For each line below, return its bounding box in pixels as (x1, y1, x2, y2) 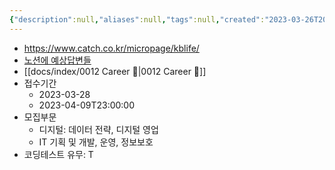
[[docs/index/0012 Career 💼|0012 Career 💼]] (23, 65, 207, 77)
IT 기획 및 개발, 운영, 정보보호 (38, 136, 154, 148)
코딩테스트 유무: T (23, 148, 94, 160)
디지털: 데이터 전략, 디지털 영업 (38, 123, 159, 135)
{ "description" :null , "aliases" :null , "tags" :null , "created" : (9, 14, 266, 25)
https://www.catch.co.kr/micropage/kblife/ (23, 42, 200, 54)
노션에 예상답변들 (23, 54, 92, 66)
